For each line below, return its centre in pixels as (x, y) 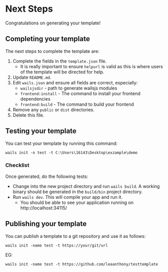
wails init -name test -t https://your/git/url (57, 245)
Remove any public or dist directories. (54, 109)
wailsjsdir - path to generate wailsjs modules (69, 88)
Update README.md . (32, 77)
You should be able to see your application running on (77, 202)
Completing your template (48, 39)
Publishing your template (46, 224)
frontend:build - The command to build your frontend (77, 104)
